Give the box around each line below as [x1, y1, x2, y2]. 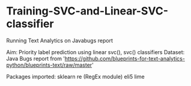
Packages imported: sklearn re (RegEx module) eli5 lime [6, 73, 145, 80]
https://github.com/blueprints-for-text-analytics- [64, 55, 185, 62]
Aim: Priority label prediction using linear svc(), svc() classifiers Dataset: [6, 48, 185, 55]
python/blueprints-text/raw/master [6, 61, 92, 69]
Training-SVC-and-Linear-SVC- [6, 4, 169, 18]
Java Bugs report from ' [6, 55, 65, 62]
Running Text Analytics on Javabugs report [6, 37, 113, 44]
